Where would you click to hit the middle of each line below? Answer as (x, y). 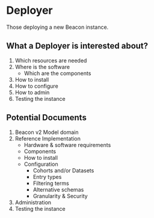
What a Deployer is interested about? (77, 46)
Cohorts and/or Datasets (63, 170)
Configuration (41, 164)
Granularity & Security (60, 196)
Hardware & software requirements (67, 145)
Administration (33, 202)
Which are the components (57, 73)
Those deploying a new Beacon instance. (57, 27)
